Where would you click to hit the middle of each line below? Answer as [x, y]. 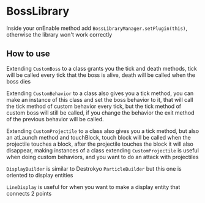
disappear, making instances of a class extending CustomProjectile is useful [102, 150]
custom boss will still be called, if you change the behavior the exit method [100, 112]
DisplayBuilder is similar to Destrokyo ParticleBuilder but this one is [94, 168]
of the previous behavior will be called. [55, 119]
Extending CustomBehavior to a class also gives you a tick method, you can [100, 93]
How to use [28, 54]
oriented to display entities [40, 175]
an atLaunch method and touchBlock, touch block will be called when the [99, 137]
